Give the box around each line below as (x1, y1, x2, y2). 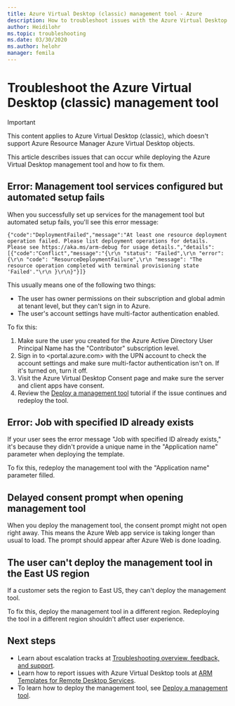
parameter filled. (7, 471, 55, 480)
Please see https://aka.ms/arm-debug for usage (7, 243, 149, 250)
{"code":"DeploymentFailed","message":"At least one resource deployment (7, 231, 228, 238)
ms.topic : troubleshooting (7, 30, 86, 37)
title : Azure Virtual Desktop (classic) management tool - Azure (7, 10, 202, 18)
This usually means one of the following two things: (7, 281, 156, 289)
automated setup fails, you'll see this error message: (7, 217, 159, 226)
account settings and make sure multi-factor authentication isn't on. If (17, 359, 220, 367)
